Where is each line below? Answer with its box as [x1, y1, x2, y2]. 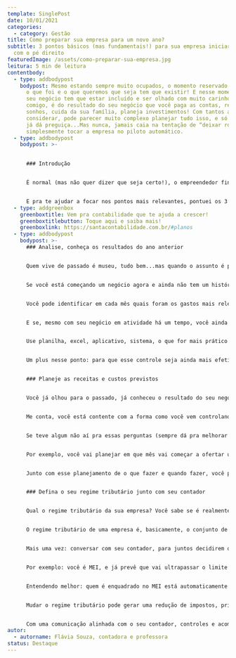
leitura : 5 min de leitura [7, 63, 86, 70]
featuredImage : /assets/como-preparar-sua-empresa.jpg [7, 56, 171, 63]
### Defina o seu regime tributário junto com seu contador [25, 489, 206, 496]
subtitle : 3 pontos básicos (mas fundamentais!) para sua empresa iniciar [7, 43, 231, 50]
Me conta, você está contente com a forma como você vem [25, 413, 197, 420]
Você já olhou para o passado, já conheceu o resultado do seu [25, 394, 216, 401]
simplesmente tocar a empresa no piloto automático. [25, 128, 184, 135]
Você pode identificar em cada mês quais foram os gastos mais [25, 300, 216, 307]
